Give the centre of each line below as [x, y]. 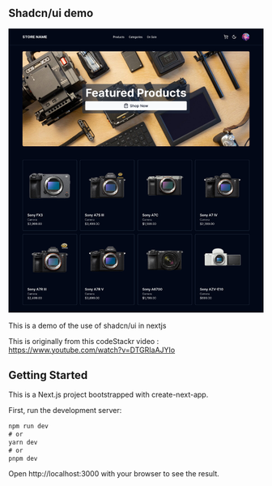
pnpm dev [23, 459]
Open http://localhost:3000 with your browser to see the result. [114, 474]
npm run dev [28, 426]
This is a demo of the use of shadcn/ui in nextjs [87, 325]
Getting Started [48, 375]
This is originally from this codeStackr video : [84, 341]
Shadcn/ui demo [51, 13]
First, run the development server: [65, 411]
